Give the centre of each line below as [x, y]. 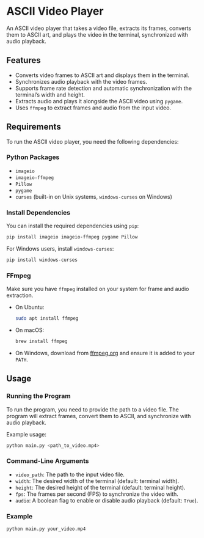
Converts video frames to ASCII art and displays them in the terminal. [102, 75]
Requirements [34, 127]
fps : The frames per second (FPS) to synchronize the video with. [97, 494]
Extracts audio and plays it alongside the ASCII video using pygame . [99, 101]
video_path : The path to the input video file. [70, 474]
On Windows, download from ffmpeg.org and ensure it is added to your [105, 353]
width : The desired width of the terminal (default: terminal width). [97, 481]
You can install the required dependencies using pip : [73, 226]
